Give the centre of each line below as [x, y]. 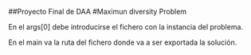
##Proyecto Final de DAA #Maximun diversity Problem [98, 12]
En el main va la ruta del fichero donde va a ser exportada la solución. [123, 42]
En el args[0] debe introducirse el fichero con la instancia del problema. [126, 27]
